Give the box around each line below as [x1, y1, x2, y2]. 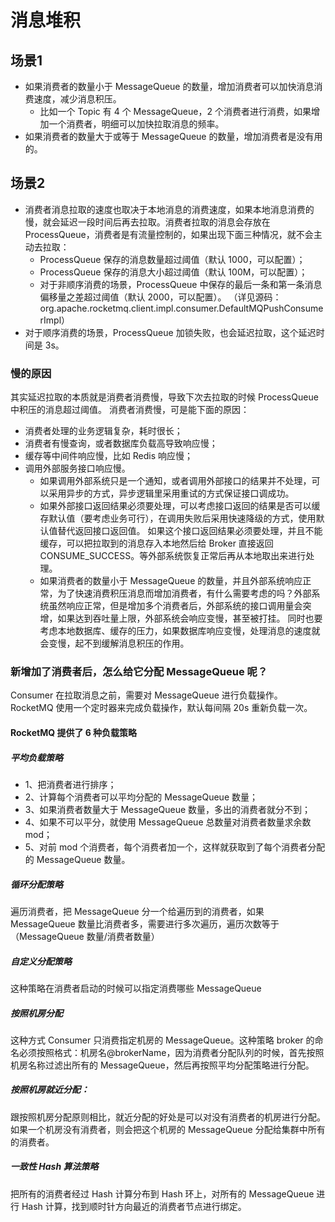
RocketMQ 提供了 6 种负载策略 [10, 727, 138, 738]
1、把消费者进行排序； [24, 778, 117, 790]
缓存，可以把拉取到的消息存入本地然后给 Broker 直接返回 [39, 537, 274, 550]
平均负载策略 [10, 751, 63, 763]
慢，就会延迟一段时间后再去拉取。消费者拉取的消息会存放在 [24, 216, 271, 228]
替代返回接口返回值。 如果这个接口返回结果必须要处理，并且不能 [57, 525, 323, 537]
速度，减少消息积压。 [33, 93, 122, 105]
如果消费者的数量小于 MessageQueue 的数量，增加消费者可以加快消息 [24, 81, 315, 92]
